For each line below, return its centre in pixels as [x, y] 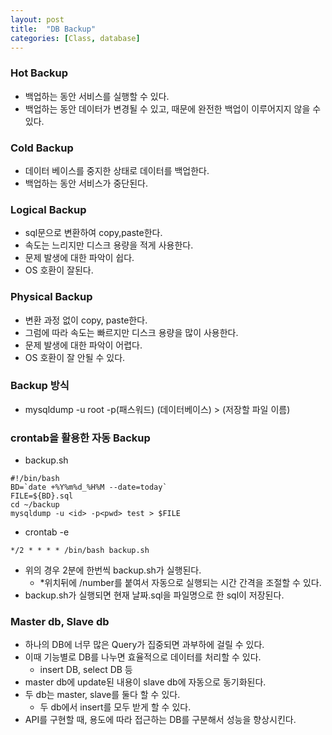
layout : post [37, 19]
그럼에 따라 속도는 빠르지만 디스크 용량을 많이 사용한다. [131, 332]
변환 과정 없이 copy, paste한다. [86, 320]
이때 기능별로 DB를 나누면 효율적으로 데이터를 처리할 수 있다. [143, 657]
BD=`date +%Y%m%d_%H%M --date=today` [89, 487]
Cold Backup [42, 148]
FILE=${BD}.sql [42, 496]
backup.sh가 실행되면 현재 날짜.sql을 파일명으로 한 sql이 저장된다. [154, 595]
